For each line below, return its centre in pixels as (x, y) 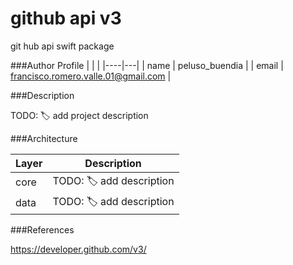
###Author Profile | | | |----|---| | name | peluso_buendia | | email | (147, 65)
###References (42, 229)
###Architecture (44, 138)
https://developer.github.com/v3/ (78, 249)
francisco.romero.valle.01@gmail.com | (91, 76)
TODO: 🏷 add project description (79, 115)
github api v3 (66, 18)
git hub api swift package (62, 46)
